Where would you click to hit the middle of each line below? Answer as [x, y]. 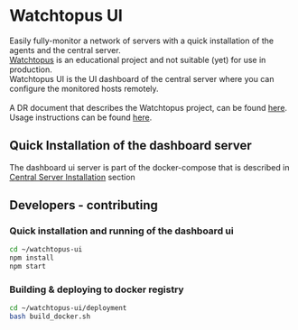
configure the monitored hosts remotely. [84, 88]
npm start [28, 267]
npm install [32, 258]
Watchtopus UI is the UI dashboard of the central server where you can [142, 78]
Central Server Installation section [72, 177]
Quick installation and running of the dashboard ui [121, 231]
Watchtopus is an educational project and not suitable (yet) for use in [138, 60]
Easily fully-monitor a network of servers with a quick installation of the [142, 41]
